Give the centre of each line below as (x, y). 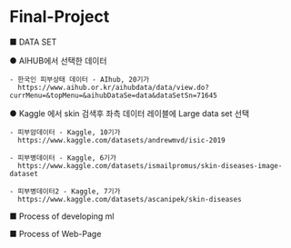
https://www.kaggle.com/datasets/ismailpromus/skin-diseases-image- (150, 165)
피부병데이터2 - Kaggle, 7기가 (69, 191)
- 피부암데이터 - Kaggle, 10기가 (65, 132)
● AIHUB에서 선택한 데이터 (58, 60)
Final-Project (60, 17)
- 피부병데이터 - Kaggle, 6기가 (63, 158)
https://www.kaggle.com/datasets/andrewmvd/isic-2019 (121, 140)
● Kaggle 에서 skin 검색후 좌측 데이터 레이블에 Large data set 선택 (130, 113)
